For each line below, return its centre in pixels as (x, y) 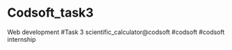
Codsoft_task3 (50, 13)
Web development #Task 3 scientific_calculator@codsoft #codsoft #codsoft (116, 32)
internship (22, 39)
